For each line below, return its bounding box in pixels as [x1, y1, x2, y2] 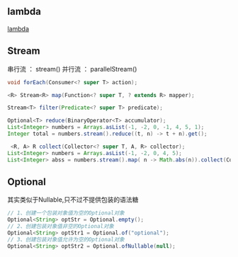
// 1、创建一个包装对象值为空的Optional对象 [7, 210, 125, 217]
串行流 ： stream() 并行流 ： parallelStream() [7, 64, 137, 73]
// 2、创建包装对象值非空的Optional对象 [7, 223, 115, 230]
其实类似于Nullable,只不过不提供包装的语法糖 [7, 195, 139, 204]
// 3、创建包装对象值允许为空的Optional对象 [7, 236, 125, 243]
